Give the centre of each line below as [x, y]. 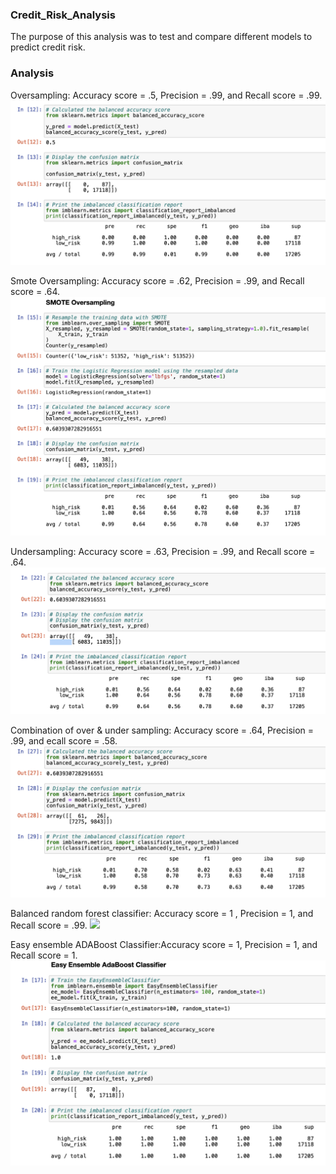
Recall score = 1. [44, 955]
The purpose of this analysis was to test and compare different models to [161, 37]
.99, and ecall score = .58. [64, 740]
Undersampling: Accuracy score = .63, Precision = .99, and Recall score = [163, 551]
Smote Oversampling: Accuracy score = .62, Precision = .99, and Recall [157, 281]
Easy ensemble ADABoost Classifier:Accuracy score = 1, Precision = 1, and [164, 944]
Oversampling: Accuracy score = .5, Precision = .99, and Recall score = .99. [166, 95]
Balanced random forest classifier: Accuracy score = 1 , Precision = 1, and [162, 913]
